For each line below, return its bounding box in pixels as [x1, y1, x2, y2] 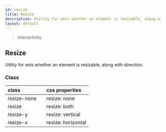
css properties [46, 87, 82, 94]
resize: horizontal [46, 119, 86, 126]
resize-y [7, 111, 28, 118]
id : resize [5, 7, 28, 12]
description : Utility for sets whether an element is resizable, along [5, 16, 156, 21]
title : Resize [5, 12, 35, 17]
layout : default [5, 21, 39, 26]
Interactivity [17, 34, 42, 40]
